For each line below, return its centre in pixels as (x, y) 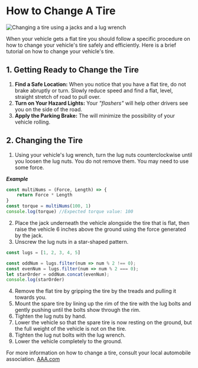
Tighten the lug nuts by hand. (51, 316)
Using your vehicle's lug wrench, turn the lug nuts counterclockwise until (103, 154)
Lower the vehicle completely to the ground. (68, 341)
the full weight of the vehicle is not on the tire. (71, 329)
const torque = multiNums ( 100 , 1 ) (49, 206)
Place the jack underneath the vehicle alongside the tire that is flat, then (102, 222)
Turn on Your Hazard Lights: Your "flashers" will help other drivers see (101, 103)
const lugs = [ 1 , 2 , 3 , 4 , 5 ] (43, 253)
